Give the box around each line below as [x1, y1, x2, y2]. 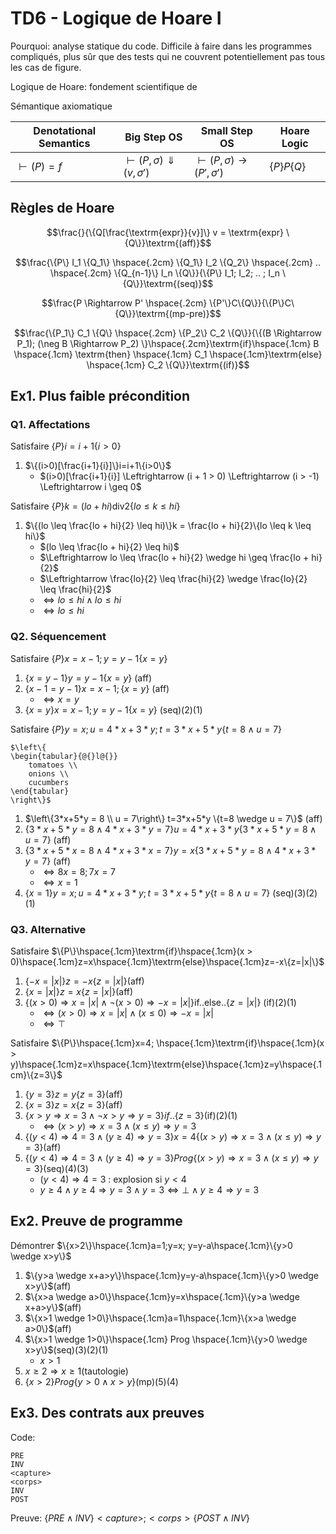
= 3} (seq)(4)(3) [24, 1163, 89, 1175]
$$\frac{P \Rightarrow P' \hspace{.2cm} [41, 297, 208, 309]
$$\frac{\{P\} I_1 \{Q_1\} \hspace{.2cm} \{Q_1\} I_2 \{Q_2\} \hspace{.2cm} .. [15, 256, 321, 268]
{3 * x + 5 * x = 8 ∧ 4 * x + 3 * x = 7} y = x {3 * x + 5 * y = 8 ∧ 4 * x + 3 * [24, 844, 317, 856]
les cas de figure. [10, 61, 82, 73]
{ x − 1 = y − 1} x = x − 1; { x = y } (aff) [24, 682, 170, 694]
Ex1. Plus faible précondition [10, 388, 191, 405]
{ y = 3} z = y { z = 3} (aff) [24, 1088, 123, 1101]
